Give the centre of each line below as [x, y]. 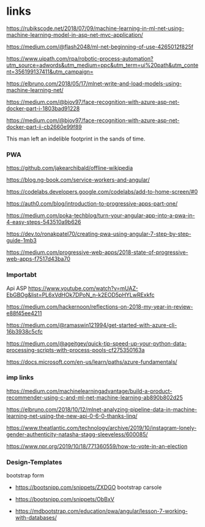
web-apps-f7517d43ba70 [38, 259]
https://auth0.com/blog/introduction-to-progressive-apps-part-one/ [92, 204]
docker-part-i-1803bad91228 [43, 108]
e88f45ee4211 [24, 313]
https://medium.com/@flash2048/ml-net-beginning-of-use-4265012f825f [100, 47]
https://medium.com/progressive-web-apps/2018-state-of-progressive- [97, 252]
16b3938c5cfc [24, 331]
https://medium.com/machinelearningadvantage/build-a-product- [89, 391]
